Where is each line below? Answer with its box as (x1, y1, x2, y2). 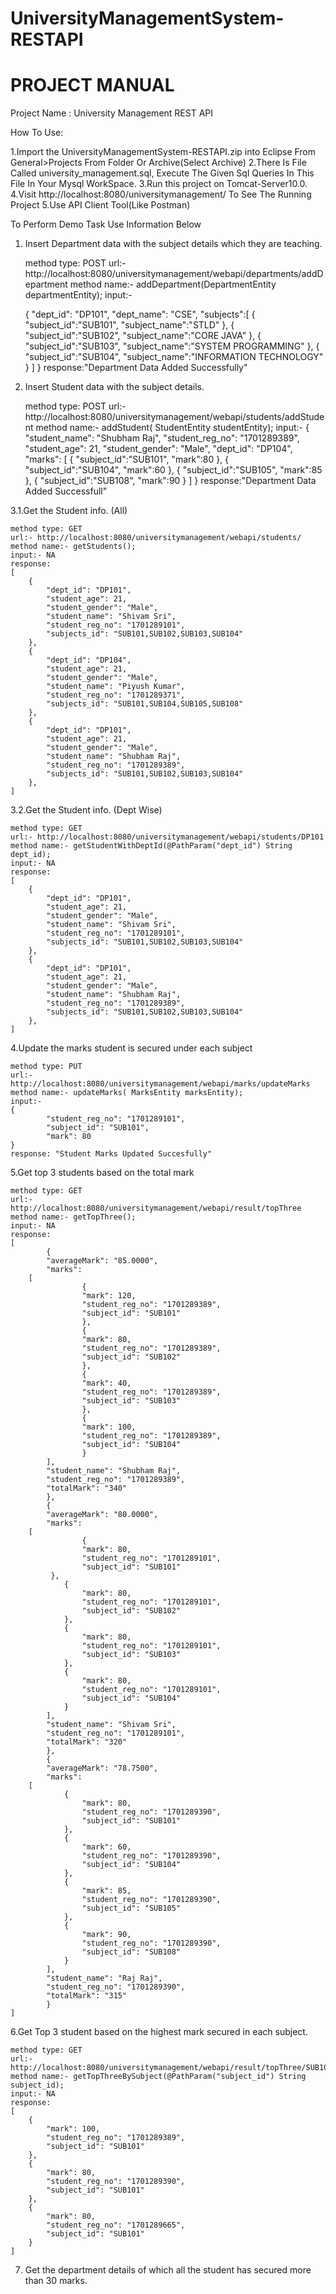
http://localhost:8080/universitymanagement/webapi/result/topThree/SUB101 (10, 2063, 333, 2073)
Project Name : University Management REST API (10, 107, 214, 119)
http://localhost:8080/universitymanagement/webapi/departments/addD (24, 268, 324, 280)
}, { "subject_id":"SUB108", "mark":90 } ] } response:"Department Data (24, 475, 317, 487)
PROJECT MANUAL (10, 74, 175, 97)
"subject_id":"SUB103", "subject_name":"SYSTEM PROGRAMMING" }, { (24, 340, 320, 352)
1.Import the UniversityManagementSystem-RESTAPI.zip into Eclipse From (10, 146, 317, 158)
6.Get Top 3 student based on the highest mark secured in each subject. (10, 2026, 308, 2038)
